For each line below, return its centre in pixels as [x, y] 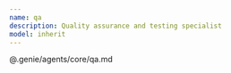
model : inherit [38, 34]
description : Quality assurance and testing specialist [115, 26]
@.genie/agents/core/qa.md [61, 60]
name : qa [26, 17]
